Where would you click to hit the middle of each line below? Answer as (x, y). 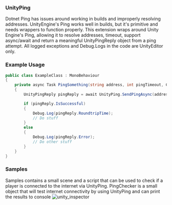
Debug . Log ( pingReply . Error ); (64, 137)
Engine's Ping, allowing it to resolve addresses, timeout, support (73, 35)
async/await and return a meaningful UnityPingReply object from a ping (81, 40)
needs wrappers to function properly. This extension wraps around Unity (82, 30)
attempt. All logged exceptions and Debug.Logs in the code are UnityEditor (84, 46)
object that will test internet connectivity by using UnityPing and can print (83, 191)
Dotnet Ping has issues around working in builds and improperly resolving (83, 19)
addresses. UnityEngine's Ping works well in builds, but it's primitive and (82, 24)
